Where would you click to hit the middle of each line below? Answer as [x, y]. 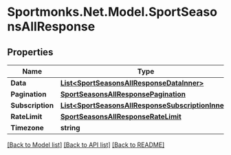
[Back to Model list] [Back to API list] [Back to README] [86, 145]
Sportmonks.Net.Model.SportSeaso [112, 12]
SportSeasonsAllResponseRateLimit [121, 116]
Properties [30, 52]
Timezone [27, 128]
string [70, 128]
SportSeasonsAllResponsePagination [123, 94]
